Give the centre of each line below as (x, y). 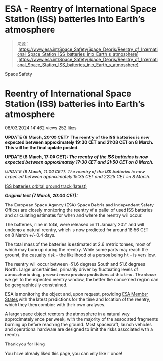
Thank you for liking (25, 344)
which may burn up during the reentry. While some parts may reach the (77, 249)
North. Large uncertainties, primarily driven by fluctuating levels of (72, 269)
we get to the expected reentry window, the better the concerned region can (82, 279)
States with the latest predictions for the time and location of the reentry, (78, 299)
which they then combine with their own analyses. (55, 304)
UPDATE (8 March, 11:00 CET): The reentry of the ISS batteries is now (75, 172)
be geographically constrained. (36, 285)
